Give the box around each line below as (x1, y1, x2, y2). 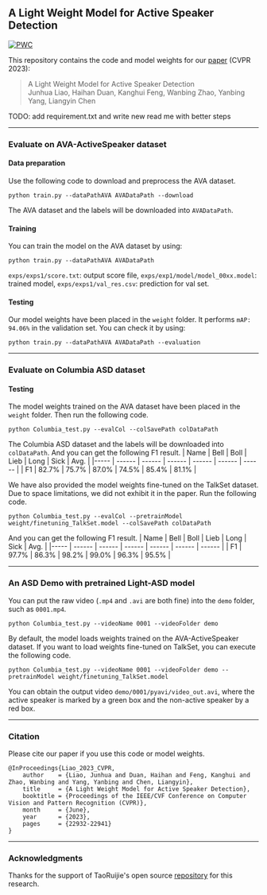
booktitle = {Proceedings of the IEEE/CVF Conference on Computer (22, 792, 247, 800)
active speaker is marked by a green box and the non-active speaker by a (8, 695, 250, 704)
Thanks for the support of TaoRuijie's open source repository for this (8, 870, 233, 881)
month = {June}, (22, 806, 91, 814)
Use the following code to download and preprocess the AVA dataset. (8, 176, 236, 185)
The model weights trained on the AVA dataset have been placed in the (8, 401, 241, 412)
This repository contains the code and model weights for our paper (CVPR (8, 55, 251, 64)
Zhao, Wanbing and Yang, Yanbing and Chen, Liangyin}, (8, 778, 194, 786)
